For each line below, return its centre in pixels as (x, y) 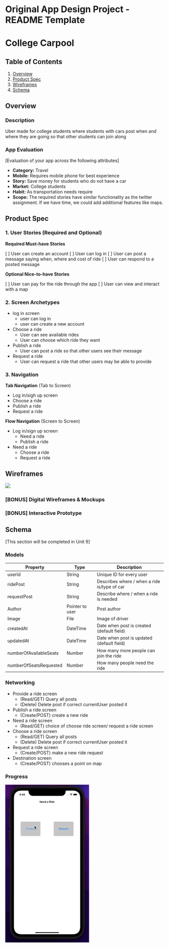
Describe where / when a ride (128, 594)
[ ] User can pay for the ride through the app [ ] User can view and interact (82, 284)
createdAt (18, 628)
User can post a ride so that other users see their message (81, 351)
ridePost (16, 584)
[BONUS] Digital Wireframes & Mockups (55, 500)
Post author (109, 609)
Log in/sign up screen (35, 431)
